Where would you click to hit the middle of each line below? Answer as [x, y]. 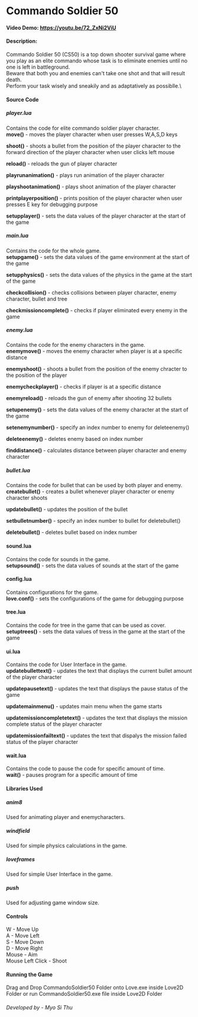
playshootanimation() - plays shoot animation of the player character [91, 186]
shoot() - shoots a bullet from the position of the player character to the [94, 146]
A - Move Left [23, 936]
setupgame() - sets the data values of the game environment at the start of [98, 257]
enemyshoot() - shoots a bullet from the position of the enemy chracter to [97, 369]
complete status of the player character [54, 724]
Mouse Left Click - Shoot [36, 961]
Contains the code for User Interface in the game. [66, 664]
